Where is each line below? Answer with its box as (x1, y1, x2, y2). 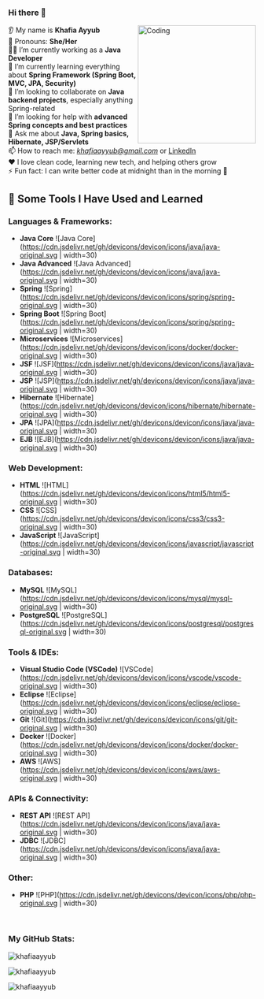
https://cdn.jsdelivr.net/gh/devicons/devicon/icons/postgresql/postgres (22, 618, 254, 628)
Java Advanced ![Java (19, 258, 94, 268)
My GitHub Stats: (8, 934, 75, 945)
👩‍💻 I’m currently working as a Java (8, 45, 122, 54)
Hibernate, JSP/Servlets (8, 137, 89, 147)
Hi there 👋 (8, 7, 47, 18)
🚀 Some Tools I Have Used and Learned (8, 192, 203, 206)
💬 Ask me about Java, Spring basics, (8, 129, 130, 139)
